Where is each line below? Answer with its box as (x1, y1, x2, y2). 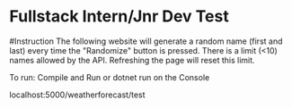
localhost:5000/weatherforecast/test (9, 89, 146, 100)
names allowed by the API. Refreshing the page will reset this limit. (9, 54, 255, 65)
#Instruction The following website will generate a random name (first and (9, 36, 283, 46)
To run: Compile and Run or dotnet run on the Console (9, 71, 210, 82)
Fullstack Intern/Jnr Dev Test (9, 6, 229, 27)
